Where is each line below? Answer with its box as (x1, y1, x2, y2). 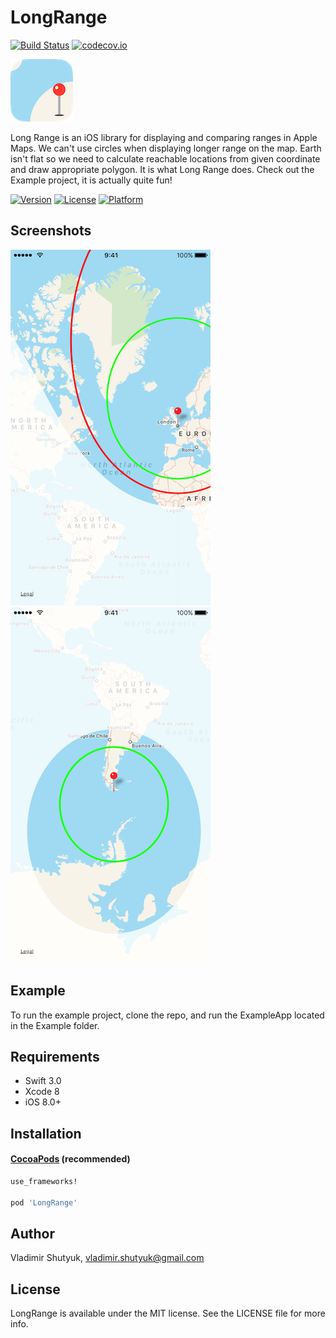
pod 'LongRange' (10, 1197, 78, 1208)
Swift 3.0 (24, 1075, 62, 1087)
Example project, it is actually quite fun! (10, 174, 173, 186)
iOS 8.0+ (24, 1096, 62, 1108)
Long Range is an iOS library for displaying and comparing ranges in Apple (10, 131, 318, 143)
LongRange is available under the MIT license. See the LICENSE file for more (10, 1307, 326, 1320)
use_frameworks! (10, 1176, 78, 1186)
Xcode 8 (24, 1086, 60, 1098)
